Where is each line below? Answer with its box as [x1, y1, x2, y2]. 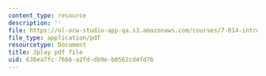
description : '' [8, 19, 62, 27]
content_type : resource [8, 11, 87, 20]
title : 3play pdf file [8, 48, 83, 56]
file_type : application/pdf [8, 33, 101, 42]
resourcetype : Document [8, 41, 87, 49]
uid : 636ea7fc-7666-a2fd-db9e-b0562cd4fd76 [8, 56, 154, 64]
